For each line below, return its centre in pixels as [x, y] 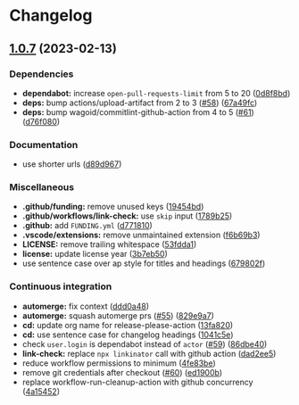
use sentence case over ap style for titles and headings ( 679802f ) [144, 263]
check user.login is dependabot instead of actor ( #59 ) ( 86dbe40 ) [145, 343]
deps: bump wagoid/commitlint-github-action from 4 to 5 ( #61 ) [138, 112]
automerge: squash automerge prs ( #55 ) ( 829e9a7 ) [118, 315]
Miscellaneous [42, 187]
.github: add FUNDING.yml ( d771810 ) [87, 226]
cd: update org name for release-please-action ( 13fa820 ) [128, 325]
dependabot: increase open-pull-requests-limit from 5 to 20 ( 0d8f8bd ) [156, 93]
